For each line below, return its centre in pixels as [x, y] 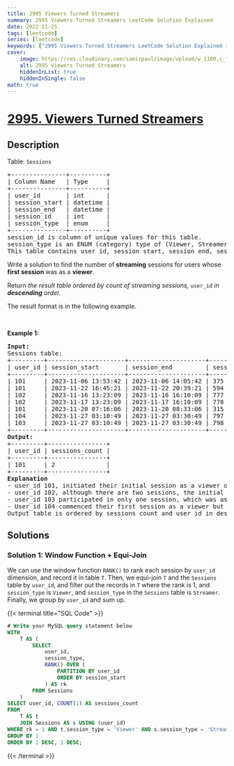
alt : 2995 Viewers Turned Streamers [73, 65]
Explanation [28, 479]
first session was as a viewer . [51, 272]
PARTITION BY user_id [88, 671]
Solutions [29, 535]
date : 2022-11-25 [32, 26]
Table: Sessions [30, 161]
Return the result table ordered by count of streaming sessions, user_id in [113, 285]
